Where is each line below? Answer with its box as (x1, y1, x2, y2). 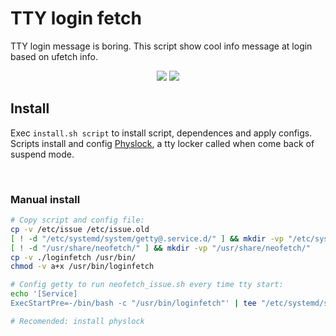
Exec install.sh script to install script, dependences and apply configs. (10, 127, 313, 139)
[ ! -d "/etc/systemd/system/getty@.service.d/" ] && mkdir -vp (10, 233, 284, 244)
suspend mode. (10, 148, 75, 160)
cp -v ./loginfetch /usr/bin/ (10, 252, 137, 262)
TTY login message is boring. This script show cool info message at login (10, 40, 313, 52)
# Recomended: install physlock (10, 316, 145, 326)
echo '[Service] (10, 289, 78, 299)
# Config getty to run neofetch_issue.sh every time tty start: (10, 280, 284, 290)
